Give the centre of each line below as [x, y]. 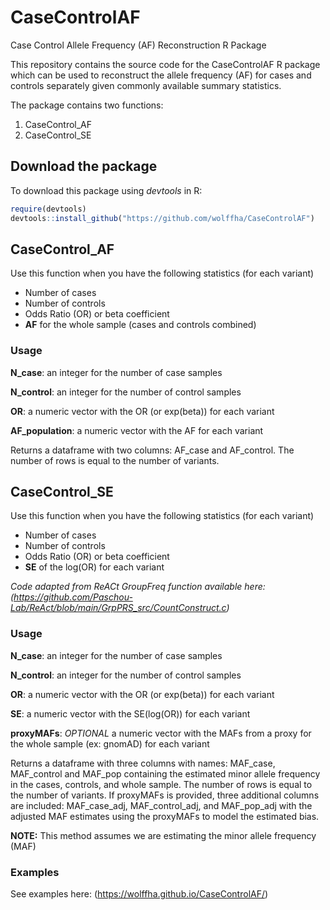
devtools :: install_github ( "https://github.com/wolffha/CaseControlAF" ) [162, 218]
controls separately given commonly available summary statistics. [146, 85]
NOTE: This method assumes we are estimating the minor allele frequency [163, 835]
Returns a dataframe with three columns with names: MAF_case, [143, 763]
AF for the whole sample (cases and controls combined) [140, 325]
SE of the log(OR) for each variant [94, 567]
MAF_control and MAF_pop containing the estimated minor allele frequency [165, 773]
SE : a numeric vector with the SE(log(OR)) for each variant [130, 713]
